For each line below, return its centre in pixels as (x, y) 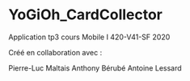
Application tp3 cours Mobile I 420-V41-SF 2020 (89, 37)
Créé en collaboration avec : (55, 52)
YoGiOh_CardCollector (86, 15)
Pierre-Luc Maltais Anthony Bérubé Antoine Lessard (95, 68)
